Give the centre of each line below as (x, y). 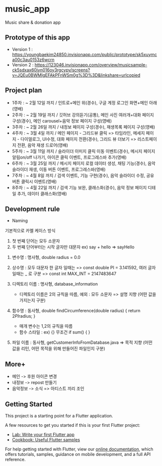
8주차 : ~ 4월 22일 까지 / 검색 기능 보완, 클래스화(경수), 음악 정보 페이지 (79, 187)
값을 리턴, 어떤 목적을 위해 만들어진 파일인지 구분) (59, 349)
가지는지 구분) (32, 300)
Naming (20, 221)
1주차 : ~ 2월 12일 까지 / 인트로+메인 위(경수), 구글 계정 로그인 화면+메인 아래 (84, 102)
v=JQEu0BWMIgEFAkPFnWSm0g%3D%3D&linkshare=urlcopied (76, 75)
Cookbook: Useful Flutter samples (46, 440)
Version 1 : (22, 49)
